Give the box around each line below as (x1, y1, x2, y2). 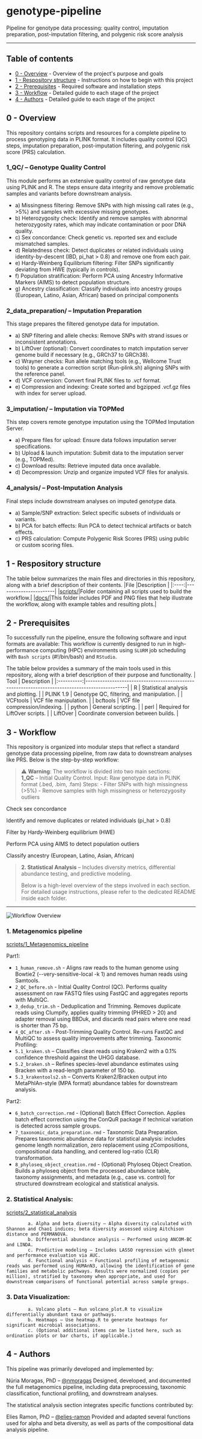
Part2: (6, 1098, 22, 1105)
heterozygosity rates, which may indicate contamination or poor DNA (14, 220, 186, 228)
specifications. (14, 443, 52, 450)
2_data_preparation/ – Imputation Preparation (6, 306, 142, 315)
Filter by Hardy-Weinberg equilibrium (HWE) (6, 828, 115, 836)
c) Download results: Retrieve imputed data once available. (14, 462, 161, 469)
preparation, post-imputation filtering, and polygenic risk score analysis (6, 30, 183, 37)
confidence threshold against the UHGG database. (14, 1054, 140, 1061)
